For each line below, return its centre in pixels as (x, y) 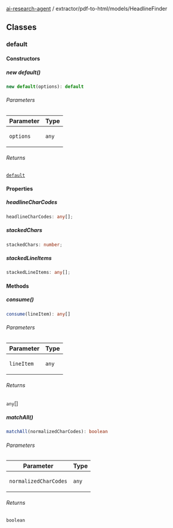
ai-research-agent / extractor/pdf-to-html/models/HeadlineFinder (87, 9)
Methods (18, 286)
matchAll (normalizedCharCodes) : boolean (57, 432)
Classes (21, 27)
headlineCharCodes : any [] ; (40, 217)
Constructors (23, 58)
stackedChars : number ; (34, 245)
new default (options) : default (45, 87)
